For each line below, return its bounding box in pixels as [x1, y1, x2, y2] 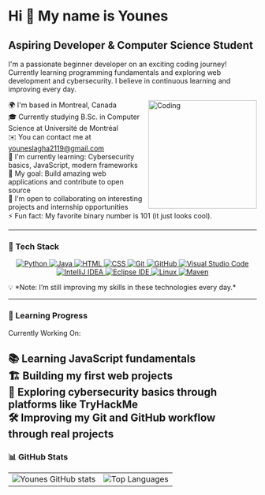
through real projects [8, 427, 114, 441]
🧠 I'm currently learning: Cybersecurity [8, 152, 135, 161]
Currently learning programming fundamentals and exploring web [8, 68, 222, 77]
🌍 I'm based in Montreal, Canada [8, 100, 117, 110]
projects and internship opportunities [8, 203, 129, 211]
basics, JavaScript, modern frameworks [8, 161, 138, 169]
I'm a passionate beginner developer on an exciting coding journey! [8, 59, 227, 69]
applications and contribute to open [8, 177, 125, 186]
